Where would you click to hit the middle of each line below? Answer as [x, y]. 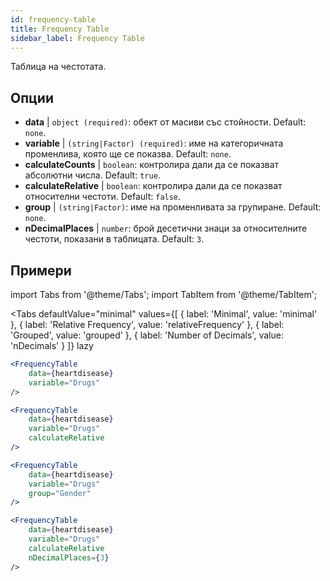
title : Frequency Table [60, 29]
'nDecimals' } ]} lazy [52, 345]
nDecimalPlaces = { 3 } [69, 557]
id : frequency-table [53, 19]
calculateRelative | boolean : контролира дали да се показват [153, 186]
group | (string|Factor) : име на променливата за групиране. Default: [173, 207]
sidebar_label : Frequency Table [77, 38]
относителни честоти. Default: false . [103, 197]
